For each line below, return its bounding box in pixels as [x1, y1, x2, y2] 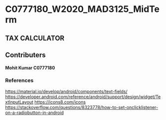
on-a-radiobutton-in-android [5, 110, 64, 116]
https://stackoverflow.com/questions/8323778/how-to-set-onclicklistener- [5, 104, 159, 110]
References [5, 77, 34, 84]
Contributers [5, 51, 46, 59]
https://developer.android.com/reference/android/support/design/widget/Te [5, 94, 161, 100]
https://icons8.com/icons [34, 99, 86, 105]
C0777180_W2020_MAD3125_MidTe [5, 3, 160, 15]
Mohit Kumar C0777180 [5, 65, 55, 71]
